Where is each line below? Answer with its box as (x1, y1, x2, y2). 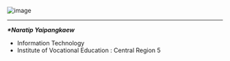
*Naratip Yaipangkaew (7, 26, 75, 34)
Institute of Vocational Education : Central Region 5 (16, 46, 161, 54)
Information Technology (16, 39, 85, 47)
